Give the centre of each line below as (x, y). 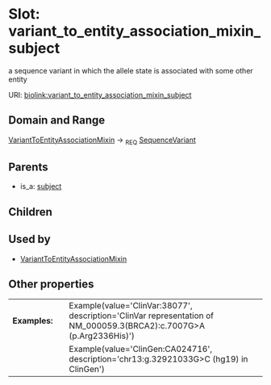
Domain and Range (57, 121)
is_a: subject (41, 186)
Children (30, 212)
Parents (28, 167)
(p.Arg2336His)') (102, 336)
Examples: (33, 321)
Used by (29, 239)
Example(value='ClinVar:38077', (131, 306)
